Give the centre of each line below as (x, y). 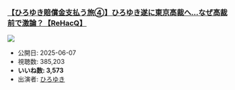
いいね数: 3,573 (40, 70)
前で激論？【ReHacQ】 (47, 22)
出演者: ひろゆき (41, 79)
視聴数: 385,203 (41, 62)
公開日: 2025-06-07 (47, 53)
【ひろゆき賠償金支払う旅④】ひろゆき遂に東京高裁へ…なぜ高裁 (117, 12)
